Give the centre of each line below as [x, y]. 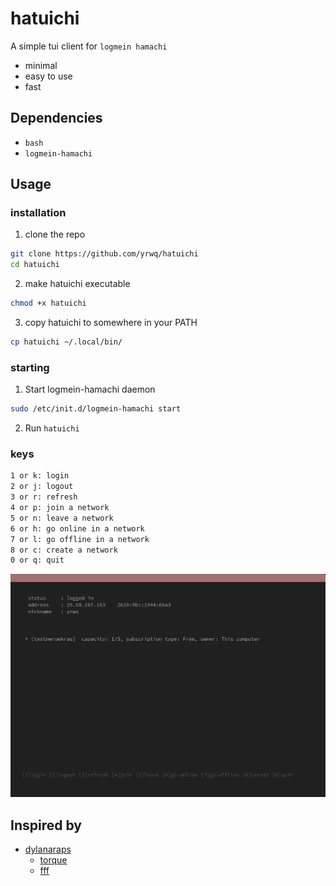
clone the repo [55, 234]
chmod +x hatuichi [48, 303]
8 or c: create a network [64, 550]
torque [53, 860]
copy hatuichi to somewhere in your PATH [111, 323]
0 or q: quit [37, 560]
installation [38, 213]
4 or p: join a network [60, 508]
